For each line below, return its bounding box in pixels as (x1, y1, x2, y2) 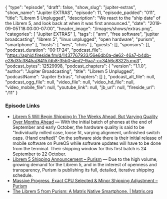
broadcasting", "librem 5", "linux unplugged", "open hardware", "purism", (5, 36, 155, 42)
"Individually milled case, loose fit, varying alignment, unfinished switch (12, 130, 160, 136)
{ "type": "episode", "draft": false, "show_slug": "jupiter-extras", (5, 5, 136, 10)
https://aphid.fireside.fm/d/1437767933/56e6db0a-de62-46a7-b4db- (7, 52, 151, 58)
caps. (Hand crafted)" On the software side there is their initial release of (12, 135, 162, 141)
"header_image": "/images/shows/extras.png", (56, 26, 153, 32)
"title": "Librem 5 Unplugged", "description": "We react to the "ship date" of (5, 15, 161, 21)
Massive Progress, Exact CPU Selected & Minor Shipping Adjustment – (12, 178, 158, 184)
